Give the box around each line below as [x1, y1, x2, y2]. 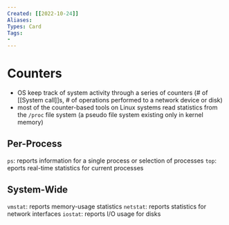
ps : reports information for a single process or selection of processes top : [7, 156, 217, 165]
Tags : [7, 29, 23, 37]
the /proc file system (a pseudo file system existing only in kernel [17, 111, 204, 119]
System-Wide [7, 184, 68, 196]
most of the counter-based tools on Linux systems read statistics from [17, 103, 218, 111]
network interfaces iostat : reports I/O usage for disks [7, 209, 161, 218]
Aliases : [7, 17, 33, 24]
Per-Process [7, 138, 62, 150]
